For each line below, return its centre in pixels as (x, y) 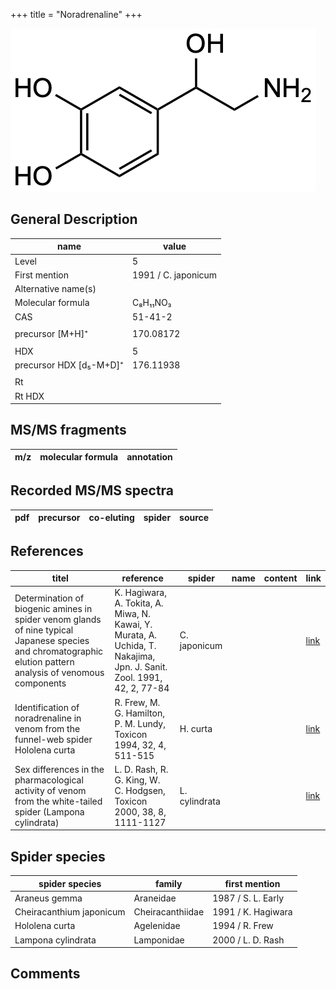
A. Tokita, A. (139, 603)
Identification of (47, 707)
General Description (74, 219)
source (194, 518)
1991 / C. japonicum (175, 275)
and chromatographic (59, 651)
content (280, 578)
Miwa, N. (132, 614)
